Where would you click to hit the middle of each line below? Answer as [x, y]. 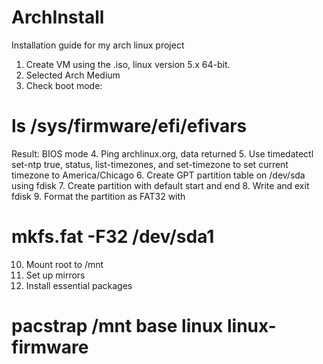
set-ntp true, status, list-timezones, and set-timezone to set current [150, 164]
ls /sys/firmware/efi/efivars [129, 126]
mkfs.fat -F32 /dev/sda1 [113, 237]
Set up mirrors [55, 275]
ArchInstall [58, 17]
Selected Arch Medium [73, 75]
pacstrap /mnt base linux [117, 326]
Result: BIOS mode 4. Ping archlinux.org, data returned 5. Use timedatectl [162, 153]
